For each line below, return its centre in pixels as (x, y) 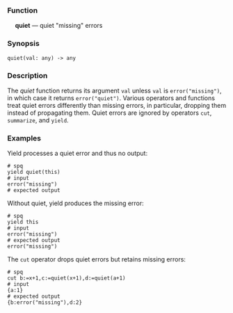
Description (27, 75)
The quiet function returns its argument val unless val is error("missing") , (114, 90)
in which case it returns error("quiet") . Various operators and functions (111, 98)
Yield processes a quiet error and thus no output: (78, 153)
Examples (24, 138)
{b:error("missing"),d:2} (45, 303)
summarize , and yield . (38, 120)
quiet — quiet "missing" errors (59, 26)
